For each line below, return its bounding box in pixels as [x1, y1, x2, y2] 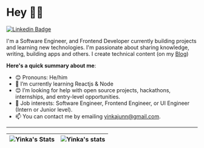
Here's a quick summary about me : [6, 62, 97, 69]
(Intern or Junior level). [15, 106, 73, 113]
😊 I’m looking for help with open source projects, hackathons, [15, 86, 171, 93]
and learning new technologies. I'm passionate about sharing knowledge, [6, 44, 189, 51]
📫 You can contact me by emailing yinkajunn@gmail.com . [15, 112, 161, 120]
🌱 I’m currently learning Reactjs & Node [15, 80, 114, 87]
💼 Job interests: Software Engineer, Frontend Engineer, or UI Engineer [15, 99, 190, 107]
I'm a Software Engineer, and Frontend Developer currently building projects [6, 37, 197, 44]
